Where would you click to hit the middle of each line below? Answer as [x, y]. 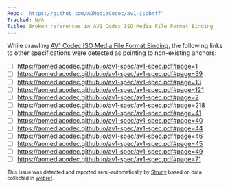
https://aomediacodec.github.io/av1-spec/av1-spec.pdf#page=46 [110, 136]
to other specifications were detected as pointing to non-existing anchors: [112, 53]
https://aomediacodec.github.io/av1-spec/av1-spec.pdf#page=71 [109, 159]
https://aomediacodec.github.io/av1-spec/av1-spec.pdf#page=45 [110, 144]
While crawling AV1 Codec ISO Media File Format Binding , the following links [115, 46]
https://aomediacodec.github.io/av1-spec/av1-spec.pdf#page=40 [110, 120]
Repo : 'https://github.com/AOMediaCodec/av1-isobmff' [86, 13]
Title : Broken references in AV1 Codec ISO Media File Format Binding [110, 26]
